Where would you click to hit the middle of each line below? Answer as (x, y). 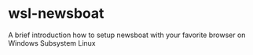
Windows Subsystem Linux (52, 43)
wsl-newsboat (56, 14)
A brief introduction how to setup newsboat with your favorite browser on (127, 35)
